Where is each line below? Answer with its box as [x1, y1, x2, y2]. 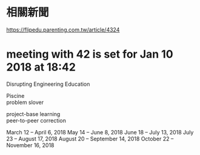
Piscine [6, 92, 25, 99]
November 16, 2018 [6, 141, 55, 149]
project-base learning [6, 110, 61, 117]
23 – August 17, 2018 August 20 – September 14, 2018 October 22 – [6, 135, 174, 142]
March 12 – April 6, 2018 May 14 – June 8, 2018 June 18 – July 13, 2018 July [6, 128, 194, 136]
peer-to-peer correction [6, 117, 67, 124]
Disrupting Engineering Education [6, 80, 90, 88]
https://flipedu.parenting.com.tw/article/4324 [6, 26, 120, 33]
